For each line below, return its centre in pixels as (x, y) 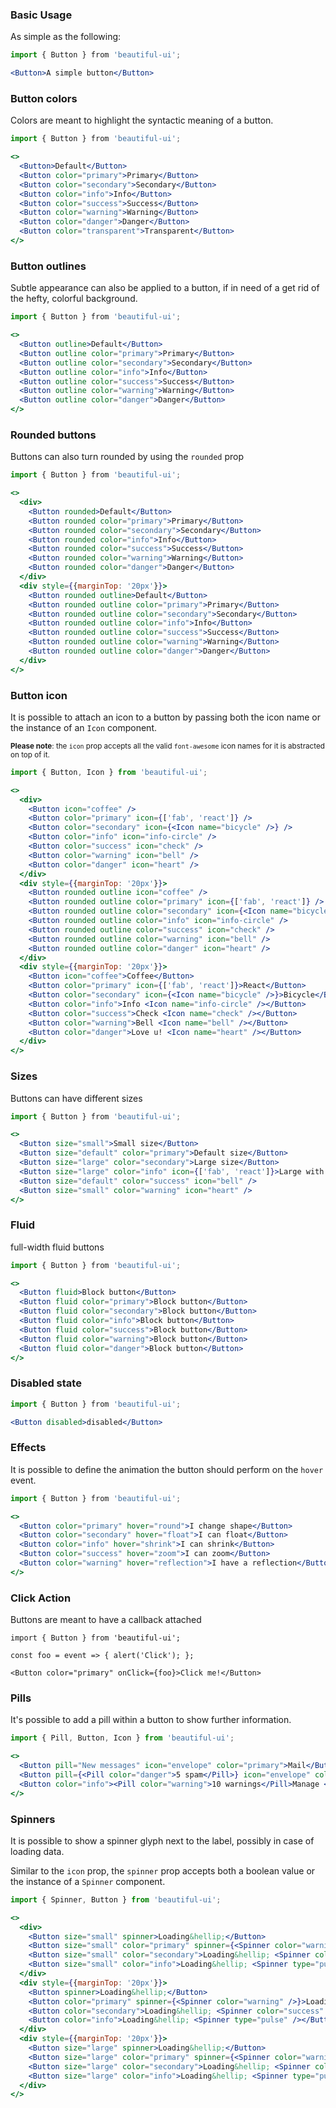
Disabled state (46, 1383)
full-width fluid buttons (57, 1247)
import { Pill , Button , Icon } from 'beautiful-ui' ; (122, 1738)
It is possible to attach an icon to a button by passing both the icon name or (165, 717)
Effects (28, 1448)
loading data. (37, 1851)
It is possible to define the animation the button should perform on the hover (167, 1469)
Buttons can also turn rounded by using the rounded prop (127, 457)
